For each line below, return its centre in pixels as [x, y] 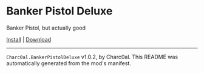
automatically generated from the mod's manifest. [69, 63]
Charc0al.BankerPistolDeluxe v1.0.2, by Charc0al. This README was [92, 57]
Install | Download [29, 39]
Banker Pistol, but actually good [46, 28]
